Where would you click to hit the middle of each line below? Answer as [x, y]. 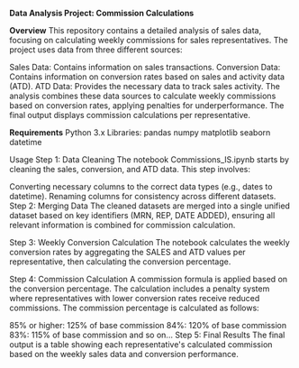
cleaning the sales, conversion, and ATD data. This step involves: [130, 169]
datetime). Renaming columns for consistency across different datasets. [143, 196]
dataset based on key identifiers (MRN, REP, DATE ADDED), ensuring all [142, 215]
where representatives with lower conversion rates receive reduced [135, 298]
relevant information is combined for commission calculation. [122, 225]
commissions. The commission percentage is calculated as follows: [134, 308]
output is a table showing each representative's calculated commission [141, 345]
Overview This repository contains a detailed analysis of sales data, [136, 30]
